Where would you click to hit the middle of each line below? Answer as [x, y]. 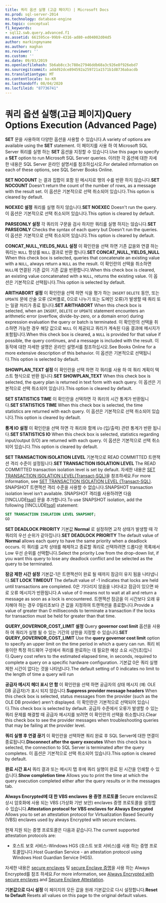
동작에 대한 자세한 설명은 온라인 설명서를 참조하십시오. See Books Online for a [81, 347]
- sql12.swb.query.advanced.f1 [37, 33]
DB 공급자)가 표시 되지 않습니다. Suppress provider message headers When [81, 691]
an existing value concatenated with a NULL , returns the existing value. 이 [79, 276]
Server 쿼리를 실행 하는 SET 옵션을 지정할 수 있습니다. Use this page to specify [82, 152]
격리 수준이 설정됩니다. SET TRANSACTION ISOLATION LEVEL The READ [83, 463]
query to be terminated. [29, 564]
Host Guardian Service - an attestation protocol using [88, 852]
